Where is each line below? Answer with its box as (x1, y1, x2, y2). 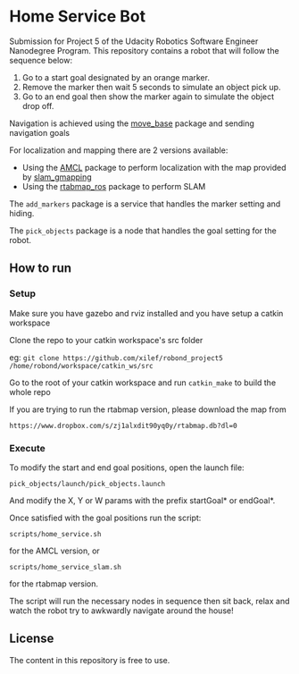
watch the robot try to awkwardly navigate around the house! (9, 605, 234, 616)
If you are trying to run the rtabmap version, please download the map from (9, 404, 287, 415)
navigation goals (9, 127, 70, 138)
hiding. (9, 207, 35, 218)
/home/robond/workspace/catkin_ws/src (9, 361, 154, 370)
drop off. (21, 100, 54, 111)
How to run (9, 261, 72, 276)
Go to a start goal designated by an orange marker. (21, 72, 210, 82)
